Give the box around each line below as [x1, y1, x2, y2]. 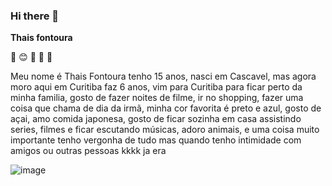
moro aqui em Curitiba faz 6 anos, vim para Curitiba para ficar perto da [10, 81, 303, 93]
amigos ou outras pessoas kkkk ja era [10, 145, 167, 157]
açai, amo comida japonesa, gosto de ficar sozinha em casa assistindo [10, 113, 302, 125]
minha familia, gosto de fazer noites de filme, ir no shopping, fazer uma [10, 92, 304, 104]
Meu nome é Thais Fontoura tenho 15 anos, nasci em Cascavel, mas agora [10, 70, 317, 83]
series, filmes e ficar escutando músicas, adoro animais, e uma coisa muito [10, 124, 320, 136]
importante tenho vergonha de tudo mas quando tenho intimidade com [10, 134, 302, 146]
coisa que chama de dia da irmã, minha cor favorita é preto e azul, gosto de [10, 102, 322, 114]
